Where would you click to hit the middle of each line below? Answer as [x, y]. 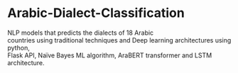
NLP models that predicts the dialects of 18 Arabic [81, 33]
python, [18, 47]
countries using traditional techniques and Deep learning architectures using [119, 40]
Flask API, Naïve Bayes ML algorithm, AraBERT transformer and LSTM [110, 55]
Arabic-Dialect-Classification [96, 13]
